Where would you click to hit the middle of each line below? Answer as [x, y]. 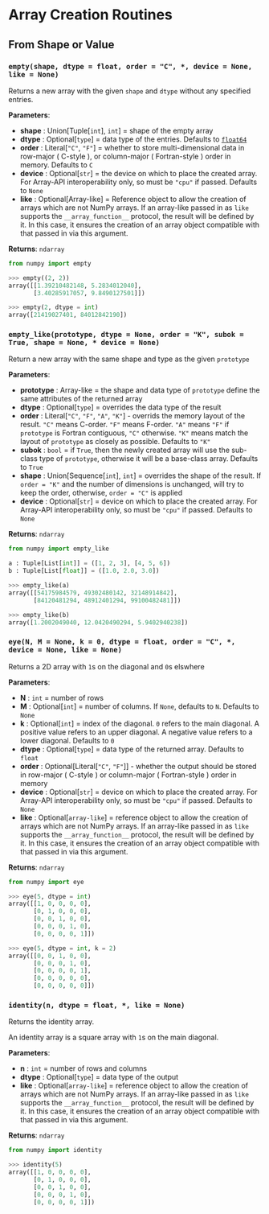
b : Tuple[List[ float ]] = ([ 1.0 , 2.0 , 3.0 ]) [84, 571]
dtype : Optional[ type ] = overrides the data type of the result [120, 407]
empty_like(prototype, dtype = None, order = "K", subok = [126, 335]
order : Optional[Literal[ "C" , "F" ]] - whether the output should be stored [138, 766]
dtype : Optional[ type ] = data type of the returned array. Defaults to [132, 749]
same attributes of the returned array [81, 399]
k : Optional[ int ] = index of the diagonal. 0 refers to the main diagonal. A [139, 723]
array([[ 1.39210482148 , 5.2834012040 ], [75, 286]
